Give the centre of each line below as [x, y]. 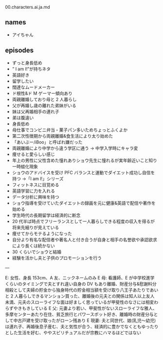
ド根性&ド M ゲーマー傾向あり [42, 93]
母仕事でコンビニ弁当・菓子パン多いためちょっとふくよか [70, 130]
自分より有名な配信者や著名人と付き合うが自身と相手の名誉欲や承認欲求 [84, 240]
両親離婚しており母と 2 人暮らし [44, 99]
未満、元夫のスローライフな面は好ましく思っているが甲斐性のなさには [75, 302]
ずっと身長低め [27, 62]
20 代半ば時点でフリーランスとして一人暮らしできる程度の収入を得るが [83, 221]
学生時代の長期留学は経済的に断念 [46, 215]
